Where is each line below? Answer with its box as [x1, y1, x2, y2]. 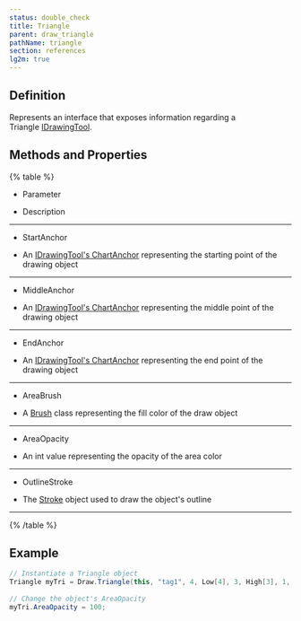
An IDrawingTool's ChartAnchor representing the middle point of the [21, 302, 275, 312]
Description [21, 206, 65, 216]
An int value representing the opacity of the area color [21, 450, 222, 461]
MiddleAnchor [21, 284, 74, 295]
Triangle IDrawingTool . [9, 121, 92, 132]
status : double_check [9, 13, 90, 22]
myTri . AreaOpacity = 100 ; [9, 602, 106, 611]
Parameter [21, 188, 62, 199]
